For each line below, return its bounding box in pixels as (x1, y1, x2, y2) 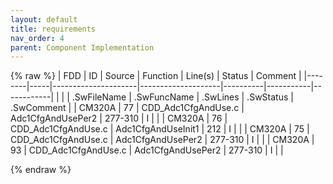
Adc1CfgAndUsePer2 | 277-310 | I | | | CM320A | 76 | (10, 112, 228, 125)
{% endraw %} (10, 164, 72, 176)
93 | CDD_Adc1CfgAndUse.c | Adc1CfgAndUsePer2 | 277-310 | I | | (10, 144, 284, 156)
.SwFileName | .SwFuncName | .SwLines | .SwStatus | (71, 91, 294, 103)
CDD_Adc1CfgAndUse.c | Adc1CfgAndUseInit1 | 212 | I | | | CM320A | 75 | (10, 123, 310, 135)
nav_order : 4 (10, 33, 65, 43)
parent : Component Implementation (10, 42, 155, 53)
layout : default (10, 14, 78, 25)
